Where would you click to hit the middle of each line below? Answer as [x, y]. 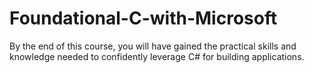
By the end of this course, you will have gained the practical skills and [153, 46]
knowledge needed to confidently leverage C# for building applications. [157, 56]
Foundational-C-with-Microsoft [143, 18]
